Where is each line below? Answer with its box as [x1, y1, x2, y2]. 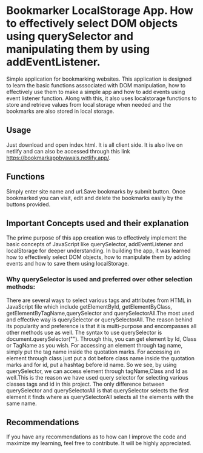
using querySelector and [6, 30, 134, 43]
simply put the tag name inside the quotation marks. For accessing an [6, 348, 181, 355]
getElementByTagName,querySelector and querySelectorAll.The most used [6, 309, 195, 317]
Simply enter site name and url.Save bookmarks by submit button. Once [6, 187, 186, 195]
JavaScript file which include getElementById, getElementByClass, [6, 303, 173, 310]
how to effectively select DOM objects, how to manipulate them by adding [6, 253, 191, 261]
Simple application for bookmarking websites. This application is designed [6, 75, 192, 82]
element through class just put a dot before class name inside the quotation [6, 354, 195, 361]
